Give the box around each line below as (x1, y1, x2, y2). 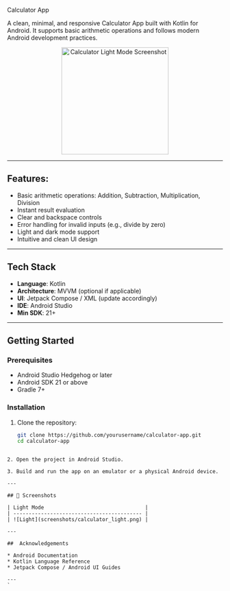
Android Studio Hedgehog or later (16, 371, 113, 379)
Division (16, 198, 40, 206)
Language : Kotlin (16, 279, 66, 287)
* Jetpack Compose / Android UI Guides (7, 564, 121, 571)
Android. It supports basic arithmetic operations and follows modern (7, 27, 200, 34)
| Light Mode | (7, 504, 149, 511)
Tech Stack (7, 261, 56, 273)
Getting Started (7, 335, 75, 347)
